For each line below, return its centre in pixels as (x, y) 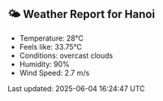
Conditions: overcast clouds (66, 55)
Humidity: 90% (45, 64)
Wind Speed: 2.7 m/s (54, 72)
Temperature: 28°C (51, 38)
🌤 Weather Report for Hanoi (81, 14)
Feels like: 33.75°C (51, 46)
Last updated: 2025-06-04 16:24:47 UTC (76, 88)
